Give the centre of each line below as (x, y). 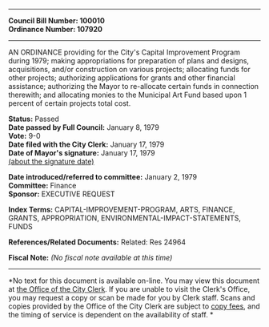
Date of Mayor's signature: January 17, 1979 (82, 153)
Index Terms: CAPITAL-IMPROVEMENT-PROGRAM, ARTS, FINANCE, (122, 210)
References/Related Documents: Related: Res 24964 (97, 242)
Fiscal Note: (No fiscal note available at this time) (90, 258)
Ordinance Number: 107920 (55, 29)
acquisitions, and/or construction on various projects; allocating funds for (129, 69)
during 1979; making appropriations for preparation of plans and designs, (129, 61)
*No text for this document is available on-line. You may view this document (134, 281)
